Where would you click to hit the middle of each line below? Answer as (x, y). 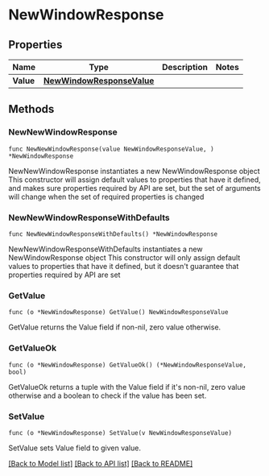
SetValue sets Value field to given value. (74, 448)
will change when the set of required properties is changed (106, 197)
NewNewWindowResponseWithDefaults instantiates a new (106, 249)
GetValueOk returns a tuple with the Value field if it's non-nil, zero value (127, 387)
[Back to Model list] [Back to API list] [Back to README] (101, 463)
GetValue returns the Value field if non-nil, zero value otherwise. (115, 327)
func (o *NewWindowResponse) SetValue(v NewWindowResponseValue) (120, 433)
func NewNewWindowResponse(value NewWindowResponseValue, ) (112, 149)
